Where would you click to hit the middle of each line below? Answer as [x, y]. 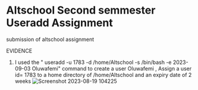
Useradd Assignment [59, 23]
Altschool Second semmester [81, 10]
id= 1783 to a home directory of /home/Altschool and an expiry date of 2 [103, 75]
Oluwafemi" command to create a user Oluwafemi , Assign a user [112, 68]
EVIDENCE [19, 50]
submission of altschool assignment [50, 39]
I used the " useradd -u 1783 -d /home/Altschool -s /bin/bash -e [93, 62]
